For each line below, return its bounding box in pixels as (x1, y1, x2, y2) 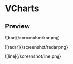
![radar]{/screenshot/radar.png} (5, 44, 69, 50)
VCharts (5, 3, 39, 14)
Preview (5, 22, 30, 30)
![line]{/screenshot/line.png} (5, 53, 61, 59)
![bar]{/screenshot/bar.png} (5, 35, 60, 40)
